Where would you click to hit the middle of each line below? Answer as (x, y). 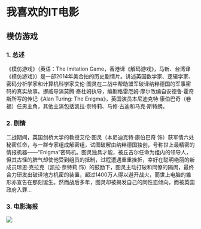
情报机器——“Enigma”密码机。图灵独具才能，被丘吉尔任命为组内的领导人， (99, 152)
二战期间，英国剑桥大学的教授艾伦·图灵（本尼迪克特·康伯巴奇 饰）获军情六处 (100, 138)
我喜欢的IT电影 (43, 12)
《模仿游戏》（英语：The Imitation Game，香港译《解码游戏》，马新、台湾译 (98, 69)
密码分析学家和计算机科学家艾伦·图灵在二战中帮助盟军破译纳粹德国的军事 (96, 84)
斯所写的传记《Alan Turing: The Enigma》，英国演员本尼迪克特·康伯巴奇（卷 (99, 99)
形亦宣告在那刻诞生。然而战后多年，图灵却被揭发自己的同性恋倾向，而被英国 (100, 182)
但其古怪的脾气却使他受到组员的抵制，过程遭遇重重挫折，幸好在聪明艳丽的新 (100, 160)
